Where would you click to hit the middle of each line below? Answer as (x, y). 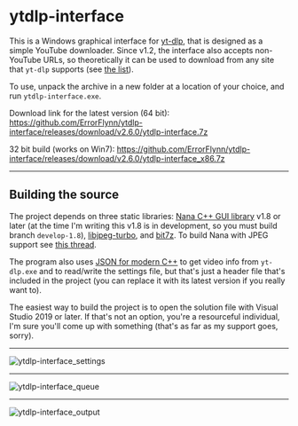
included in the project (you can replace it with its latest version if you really (147, 280)
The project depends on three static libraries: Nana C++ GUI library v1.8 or (145, 216)
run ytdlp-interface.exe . (55, 96)
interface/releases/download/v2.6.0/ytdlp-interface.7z (109, 131)
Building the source (64, 195)
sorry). (21, 335)
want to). (25, 289)
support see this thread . (53, 244)
